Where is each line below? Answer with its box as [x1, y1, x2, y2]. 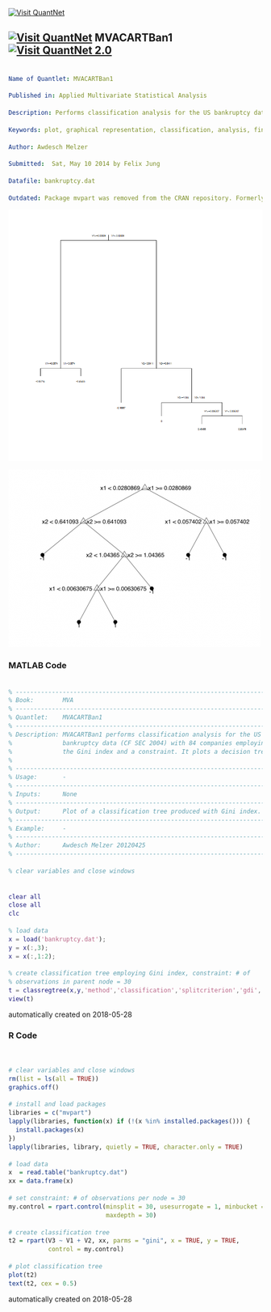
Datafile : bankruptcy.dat [8, 177, 95, 185]
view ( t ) [8, 995, 35, 1003]
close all [8, 901, 42, 909]
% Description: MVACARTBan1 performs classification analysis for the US [8, 730, 262, 739]
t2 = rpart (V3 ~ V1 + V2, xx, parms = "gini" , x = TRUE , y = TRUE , [8, 1237, 240, 1245]
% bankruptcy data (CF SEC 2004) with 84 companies [8, 739, 232, 747]
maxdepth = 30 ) [106, 1211, 157, 1219]
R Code [8, 1030, 38, 1041]
